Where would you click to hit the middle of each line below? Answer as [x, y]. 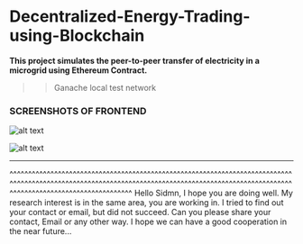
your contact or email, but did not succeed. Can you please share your [140, 212]
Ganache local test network [105, 87]
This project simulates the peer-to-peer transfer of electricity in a [134, 60]
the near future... [41, 231]
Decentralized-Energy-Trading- [130, 17]
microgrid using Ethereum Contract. [78, 70]
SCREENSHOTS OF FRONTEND [78, 111]
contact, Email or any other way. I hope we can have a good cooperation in [148, 221]
